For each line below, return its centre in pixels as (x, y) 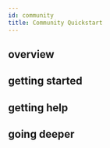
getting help (38, 108)
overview (31, 54)
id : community (31, 15)
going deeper (41, 134)
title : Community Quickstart (55, 23)
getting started (45, 81)
